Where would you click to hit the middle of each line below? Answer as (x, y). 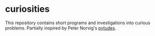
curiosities (27, 9)
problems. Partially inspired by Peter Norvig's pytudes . (61, 28)
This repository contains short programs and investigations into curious (78, 23)
